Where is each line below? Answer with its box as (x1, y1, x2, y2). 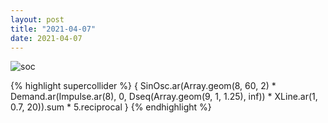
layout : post (10, 14, 65, 25)
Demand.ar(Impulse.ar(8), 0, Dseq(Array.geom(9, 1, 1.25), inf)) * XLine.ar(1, (10, 91, 318, 103)
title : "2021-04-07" (10, 24, 97, 34)
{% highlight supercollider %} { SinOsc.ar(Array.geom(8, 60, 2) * (10, 80, 277, 92)
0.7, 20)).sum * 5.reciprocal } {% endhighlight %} (10, 101, 212, 113)
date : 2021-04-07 (10, 33, 83, 43)
